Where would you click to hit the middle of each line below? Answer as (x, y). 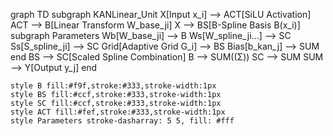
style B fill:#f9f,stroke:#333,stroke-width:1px (113, 86)
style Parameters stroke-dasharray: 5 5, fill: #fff (122, 121)
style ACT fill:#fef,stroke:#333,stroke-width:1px (118, 112)
